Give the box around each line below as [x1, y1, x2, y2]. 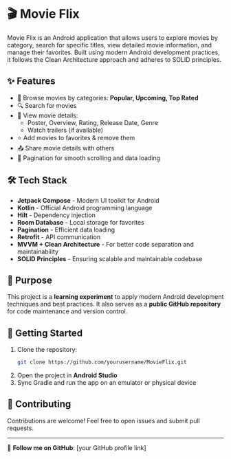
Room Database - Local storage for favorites [16, 218, 144, 226]
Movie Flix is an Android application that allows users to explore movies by [7, 33, 219, 42]
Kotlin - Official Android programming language [16, 203, 153, 212]
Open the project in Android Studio [16, 371, 118, 379]
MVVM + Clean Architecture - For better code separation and [16, 240, 194, 248]
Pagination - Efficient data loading [16, 225, 115, 234]
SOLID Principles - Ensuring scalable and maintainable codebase [16, 254, 203, 262]
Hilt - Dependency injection [16, 211, 96, 219]
